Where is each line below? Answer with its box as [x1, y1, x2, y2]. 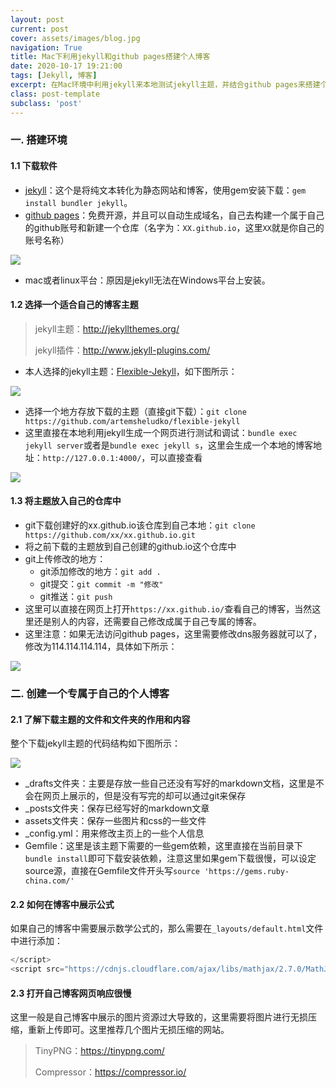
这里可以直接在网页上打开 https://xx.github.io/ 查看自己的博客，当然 [24, 603, 313, 615]
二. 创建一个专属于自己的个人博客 [10, 686, 170, 700]
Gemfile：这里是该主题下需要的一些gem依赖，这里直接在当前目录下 [24, 840, 303, 852]
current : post [10, 24, 70, 34]
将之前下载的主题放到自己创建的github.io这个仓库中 [24, 541, 237, 553]
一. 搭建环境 [10, 133, 68, 147]
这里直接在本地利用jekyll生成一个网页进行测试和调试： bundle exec [24, 426, 298, 438]
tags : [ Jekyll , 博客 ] [10, 71, 98, 81]
